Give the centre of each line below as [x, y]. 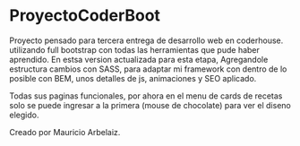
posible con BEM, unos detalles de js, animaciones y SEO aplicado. [133, 78]
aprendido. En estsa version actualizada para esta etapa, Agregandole [139, 59]
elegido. [24, 115]
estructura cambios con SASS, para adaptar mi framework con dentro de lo [148, 69]
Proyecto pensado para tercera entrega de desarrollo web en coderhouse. [146, 40]
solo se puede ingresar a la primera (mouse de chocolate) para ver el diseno [150, 105]
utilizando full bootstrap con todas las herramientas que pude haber [134, 49]
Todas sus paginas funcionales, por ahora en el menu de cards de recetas [146, 96]
